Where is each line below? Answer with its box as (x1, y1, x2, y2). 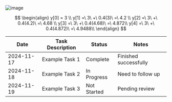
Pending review (117, 85, 155, 92)
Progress (85, 74, 108, 81)
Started (85, 88, 104, 95)
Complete (85, 56, 110, 63)
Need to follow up (117, 70, 160, 78)
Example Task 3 (41, 85, 80, 92)
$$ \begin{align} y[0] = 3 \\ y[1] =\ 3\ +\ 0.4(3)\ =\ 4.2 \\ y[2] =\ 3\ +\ (14, 15, 158, 20)
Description (47, 44, 76, 51)
